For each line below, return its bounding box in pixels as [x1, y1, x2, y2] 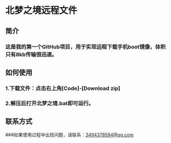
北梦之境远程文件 [5, 5, 78, 16]
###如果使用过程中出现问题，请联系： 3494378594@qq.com [5, 131, 134, 138]
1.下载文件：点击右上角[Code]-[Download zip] [5, 85, 120, 92]
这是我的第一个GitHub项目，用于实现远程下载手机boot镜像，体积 [5, 43, 166, 50]
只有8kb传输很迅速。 [5, 51, 57, 58]
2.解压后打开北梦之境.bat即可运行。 [5, 100, 94, 107]
